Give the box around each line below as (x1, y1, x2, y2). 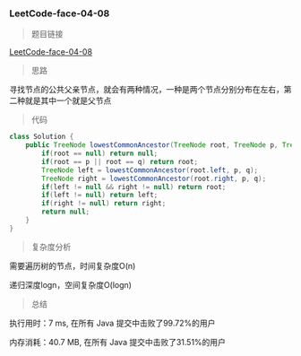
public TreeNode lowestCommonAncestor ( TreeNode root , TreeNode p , (25, 141, 279, 150)
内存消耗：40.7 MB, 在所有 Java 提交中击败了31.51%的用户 (9, 336, 227, 347)
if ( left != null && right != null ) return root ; (41, 182, 227, 191)
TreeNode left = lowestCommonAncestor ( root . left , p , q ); (41, 165, 258, 175)
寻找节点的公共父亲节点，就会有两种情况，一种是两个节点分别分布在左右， (9, 84, 284, 95)
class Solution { (9, 133, 74, 142)
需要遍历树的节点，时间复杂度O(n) (9, 260, 136, 271)
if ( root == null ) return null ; (41, 149, 159, 159)
